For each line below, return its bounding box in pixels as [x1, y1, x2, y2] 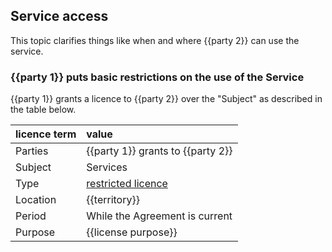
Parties [15, 144, 49, 158]
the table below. [10, 104, 77, 116]
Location [15, 193, 57, 207]
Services [86, 160, 128, 174]
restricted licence [86, 177, 168, 191]
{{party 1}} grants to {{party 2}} [86, 144, 233, 158]
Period [15, 209, 47, 223]
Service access [10, 8, 109, 25]
